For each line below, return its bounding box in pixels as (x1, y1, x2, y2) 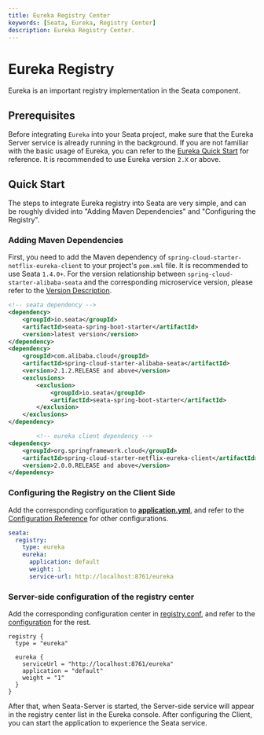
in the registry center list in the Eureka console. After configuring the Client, (8, 710, 253, 719)
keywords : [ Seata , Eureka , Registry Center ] (8, 19, 156, 27)
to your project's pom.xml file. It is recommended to (83, 261, 249, 270)
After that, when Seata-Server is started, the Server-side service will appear (8, 701, 255, 711)
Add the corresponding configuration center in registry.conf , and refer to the (8, 609, 255, 619)
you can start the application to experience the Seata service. (8, 718, 208, 728)
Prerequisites (8, 108, 75, 122)
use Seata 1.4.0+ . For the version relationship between (8, 269, 186, 279)
